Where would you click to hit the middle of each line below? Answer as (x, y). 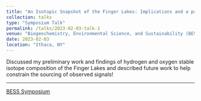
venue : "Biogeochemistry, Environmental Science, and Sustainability (95, 34)
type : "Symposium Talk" (36, 23)
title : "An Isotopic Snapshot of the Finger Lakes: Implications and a (97, 12)
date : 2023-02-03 (28, 39)
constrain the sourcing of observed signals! (60, 74)
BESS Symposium (28, 91)
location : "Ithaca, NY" (36, 45)
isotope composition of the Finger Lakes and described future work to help (98, 68)
